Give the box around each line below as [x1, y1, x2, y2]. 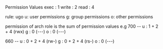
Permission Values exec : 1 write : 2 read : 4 [5, 4, 95, 10]
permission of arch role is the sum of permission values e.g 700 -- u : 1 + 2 [5, 23, 159, 29]
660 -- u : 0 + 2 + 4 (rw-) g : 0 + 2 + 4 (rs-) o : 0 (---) [5, 38, 115, 44]
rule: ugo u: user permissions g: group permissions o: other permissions [5, 14, 154, 19]
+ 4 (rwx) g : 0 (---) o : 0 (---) [5, 29, 66, 34]
